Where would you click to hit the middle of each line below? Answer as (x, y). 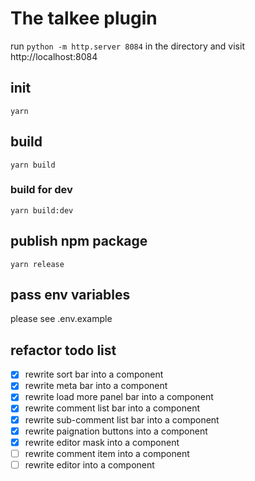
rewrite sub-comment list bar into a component (122, 419)
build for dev (41, 190)
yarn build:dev (42, 210)
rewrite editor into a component (89, 464)
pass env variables (70, 295)
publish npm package (79, 241)
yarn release (37, 264)
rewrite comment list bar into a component (112, 408)
